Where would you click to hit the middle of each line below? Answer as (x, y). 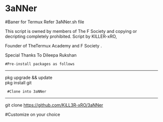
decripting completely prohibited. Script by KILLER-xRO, (61, 36)
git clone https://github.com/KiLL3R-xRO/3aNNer (54, 105)
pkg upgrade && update (29, 77)
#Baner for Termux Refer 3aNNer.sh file (45, 22)
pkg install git (18, 82)
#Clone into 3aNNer (27, 91)
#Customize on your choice (33, 114)
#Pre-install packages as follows (40, 64)
